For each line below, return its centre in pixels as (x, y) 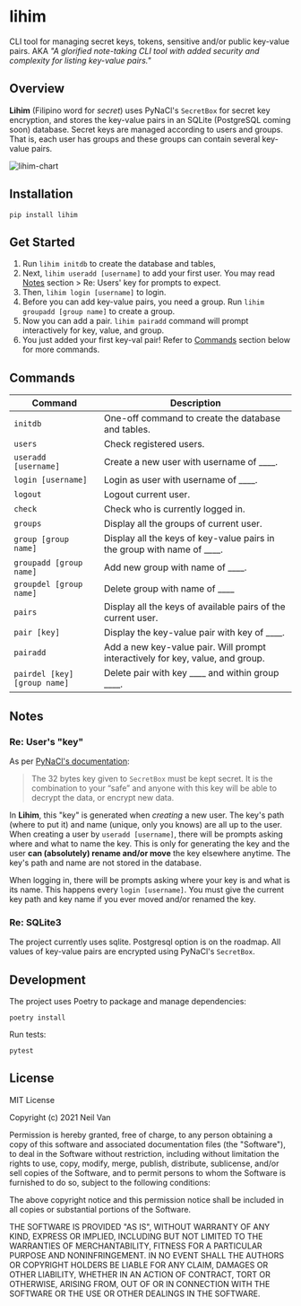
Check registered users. (154, 444)
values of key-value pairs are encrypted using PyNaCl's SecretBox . (132, 951)
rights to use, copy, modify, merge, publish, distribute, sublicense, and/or (144, 1163)
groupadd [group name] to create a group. (99, 311)
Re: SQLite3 (35, 922)
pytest (21, 1051)
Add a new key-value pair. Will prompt (185, 647)
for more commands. (61, 350)
